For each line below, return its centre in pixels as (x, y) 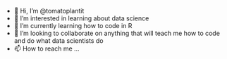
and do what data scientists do (59, 41)
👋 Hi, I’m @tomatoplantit (49, 11)
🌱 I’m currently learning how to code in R (73, 26)
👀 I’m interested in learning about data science (81, 18)
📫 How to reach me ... (47, 48)
